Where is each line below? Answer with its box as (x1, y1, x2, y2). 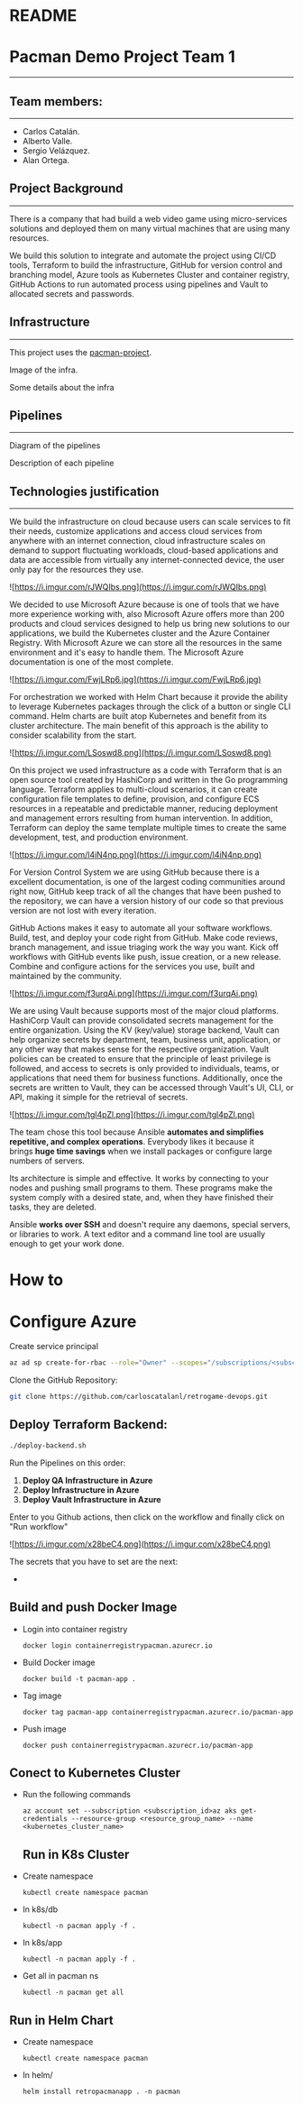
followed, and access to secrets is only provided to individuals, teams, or (9, 1063, 280, 1074)
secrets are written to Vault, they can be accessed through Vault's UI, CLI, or (9, 1082, 294, 1093)
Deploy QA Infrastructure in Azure (22, 1475, 153, 1485)
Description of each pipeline (9, 457, 115, 469)
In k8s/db (22, 1904, 59, 1915)
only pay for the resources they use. (9, 565, 144, 575)
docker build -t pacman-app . (22, 1674, 137, 1683)
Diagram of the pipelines (9, 440, 101, 451)
